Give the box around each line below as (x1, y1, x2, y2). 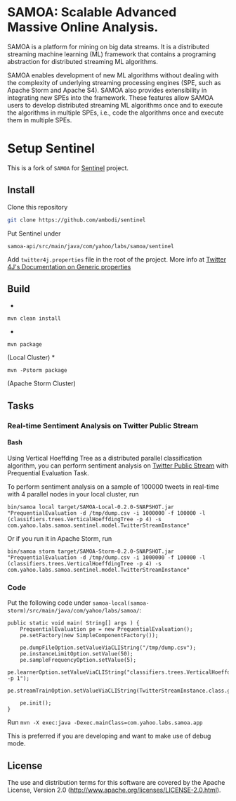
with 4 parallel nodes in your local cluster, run (7, 489, 139, 498)
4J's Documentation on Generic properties (7, 262, 131, 271)
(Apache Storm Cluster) (7, 379, 76, 387)
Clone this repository (7, 203, 68, 211)
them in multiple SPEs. (7, 115, 72, 124)
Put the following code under (7, 598, 91, 607)
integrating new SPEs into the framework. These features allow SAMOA (7, 93, 214, 102)
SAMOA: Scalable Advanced (7, 4, 177, 20)
